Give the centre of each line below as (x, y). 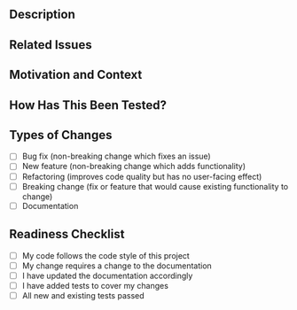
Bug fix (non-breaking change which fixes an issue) (116, 156)
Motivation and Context (76, 75)
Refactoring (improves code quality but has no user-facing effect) (142, 176)
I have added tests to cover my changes (95, 285)
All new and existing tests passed (83, 295)
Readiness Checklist (67, 234)
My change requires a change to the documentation (117, 266)
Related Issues (51, 45)
